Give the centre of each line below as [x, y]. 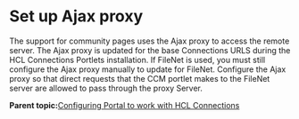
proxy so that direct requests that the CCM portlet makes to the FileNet [140, 78]
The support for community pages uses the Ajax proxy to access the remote [149, 41]
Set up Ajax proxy [76, 16]
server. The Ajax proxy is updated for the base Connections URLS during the [150, 50]
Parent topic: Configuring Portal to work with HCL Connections [125, 105]
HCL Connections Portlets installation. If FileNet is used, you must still [137, 59]
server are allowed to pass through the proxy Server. [106, 88]
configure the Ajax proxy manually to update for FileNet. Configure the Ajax [148, 69]
